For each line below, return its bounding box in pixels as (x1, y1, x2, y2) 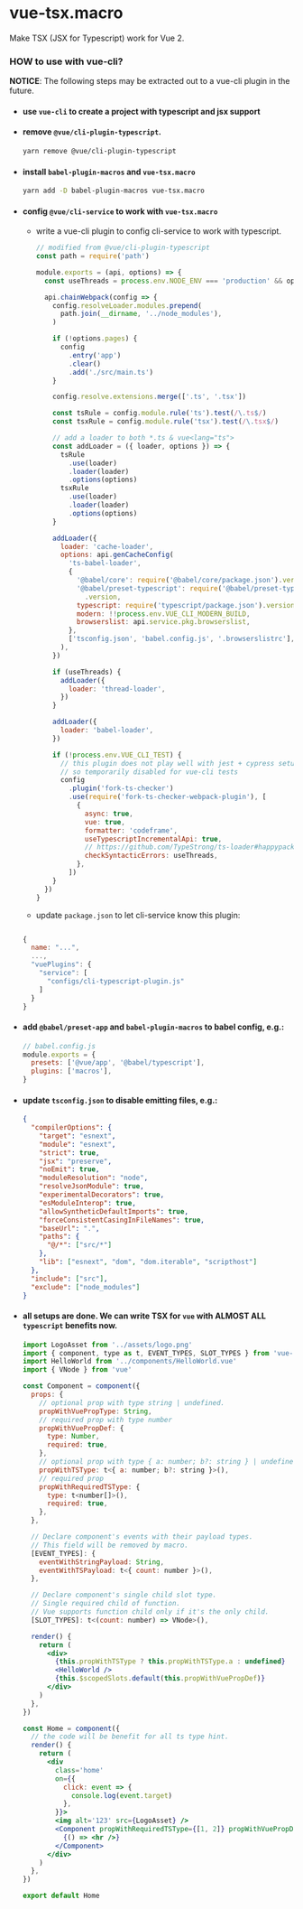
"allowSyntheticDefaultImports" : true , (39, 1206, 189, 1216)
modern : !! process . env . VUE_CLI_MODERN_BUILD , (76, 609, 251, 619)
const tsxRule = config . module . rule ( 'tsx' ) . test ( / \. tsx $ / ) (52, 417, 280, 426)
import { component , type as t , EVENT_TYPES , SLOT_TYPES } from (22, 1348, 270, 1357)
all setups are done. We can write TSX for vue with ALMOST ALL (22, 1310, 266, 1321)
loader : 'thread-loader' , (68, 684, 166, 694)
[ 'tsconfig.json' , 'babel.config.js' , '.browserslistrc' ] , (68, 635, 295, 644)
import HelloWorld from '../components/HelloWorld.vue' (22, 1357, 237, 1366)
